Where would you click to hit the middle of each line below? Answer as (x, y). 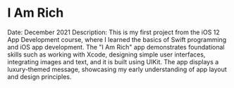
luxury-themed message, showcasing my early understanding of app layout (117, 69)
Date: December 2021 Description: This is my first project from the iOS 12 (113, 32)
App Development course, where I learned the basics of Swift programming (117, 39)
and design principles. (39, 76)
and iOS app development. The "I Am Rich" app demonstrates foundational (116, 47)
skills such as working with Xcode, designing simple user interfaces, (106, 54)
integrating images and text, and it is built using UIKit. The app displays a (113, 61)
